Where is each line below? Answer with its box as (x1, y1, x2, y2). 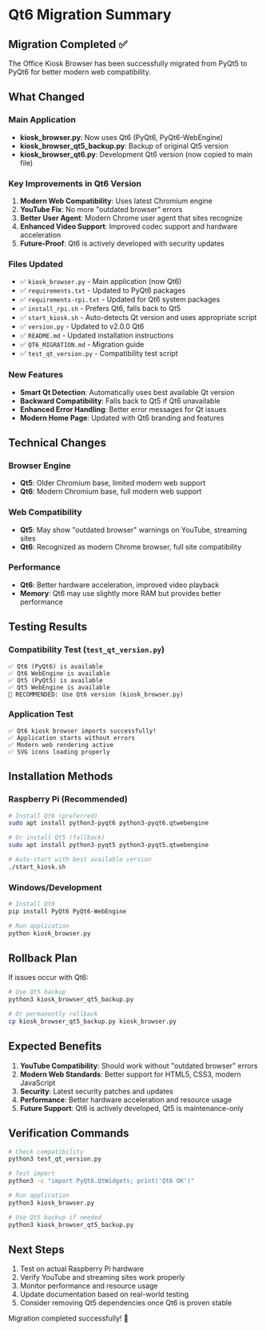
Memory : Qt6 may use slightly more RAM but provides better (19, 588, 221, 598)
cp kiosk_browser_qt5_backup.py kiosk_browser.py (8, 1017, 177, 1025)
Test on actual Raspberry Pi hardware (19, 1264, 145, 1273)
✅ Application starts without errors (8, 733, 136, 741)
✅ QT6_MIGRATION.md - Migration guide (19, 340, 145, 350)
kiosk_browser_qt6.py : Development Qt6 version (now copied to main (19, 150, 253, 159)
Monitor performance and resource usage (19, 1281, 158, 1291)
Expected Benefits (8, 1040, 102, 1053)
